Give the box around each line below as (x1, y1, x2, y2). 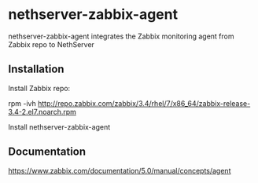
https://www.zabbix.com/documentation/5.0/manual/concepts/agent (8, 166, 231, 175)
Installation (8, 63, 64, 76)
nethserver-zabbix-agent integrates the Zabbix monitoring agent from (8, 31, 234, 41)
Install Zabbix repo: (8, 83, 71, 93)
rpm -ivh (8, 98, 37, 108)
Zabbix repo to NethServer (8, 39, 94, 49)
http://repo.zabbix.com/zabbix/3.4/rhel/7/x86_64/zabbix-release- (38, 98, 251, 108)
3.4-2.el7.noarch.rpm (8, 107, 77, 116)
